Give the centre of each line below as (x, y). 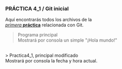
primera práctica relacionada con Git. (45, 25)
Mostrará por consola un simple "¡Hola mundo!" (67, 40)
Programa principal (37, 35)
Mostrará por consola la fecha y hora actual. (51, 61)
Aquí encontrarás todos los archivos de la (49, 20)
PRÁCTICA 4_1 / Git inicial (37, 9)
